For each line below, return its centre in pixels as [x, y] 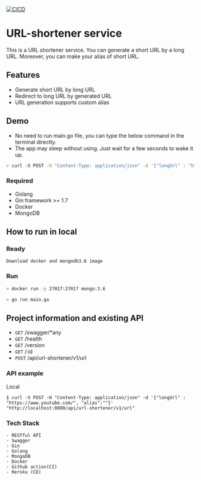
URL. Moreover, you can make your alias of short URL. [73, 56]
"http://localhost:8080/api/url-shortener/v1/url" [71, 408]
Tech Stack [23, 423]
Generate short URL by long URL [55, 89]
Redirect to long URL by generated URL [63, 96]
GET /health [28, 339]
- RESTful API [24, 435]
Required [20, 181]
